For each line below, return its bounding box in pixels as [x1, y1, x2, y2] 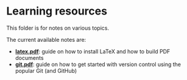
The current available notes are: [6, 36, 86, 43]
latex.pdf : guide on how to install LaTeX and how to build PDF [15, 47, 171, 55]
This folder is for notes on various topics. [6, 24, 110, 32]
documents [15, 54, 44, 61]
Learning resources [6, 4, 108, 18]
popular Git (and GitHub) [15, 67, 77, 74]
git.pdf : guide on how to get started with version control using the [15, 61, 182, 68]
